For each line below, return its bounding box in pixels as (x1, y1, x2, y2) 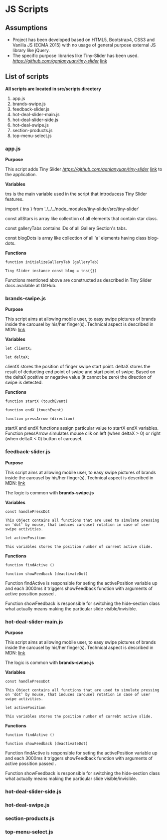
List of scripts (5, 73, 49, 81)
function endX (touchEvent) (5, 408, 64, 413)
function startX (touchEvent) (5, 399, 68, 404)
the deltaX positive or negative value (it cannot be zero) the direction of (5, 374, 152, 380)
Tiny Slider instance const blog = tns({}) (5, 269, 97, 274)
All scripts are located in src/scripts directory (5, 86, 101, 92)
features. (5, 196, 24, 202)
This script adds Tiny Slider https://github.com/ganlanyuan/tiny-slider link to (5, 166, 163, 172)
